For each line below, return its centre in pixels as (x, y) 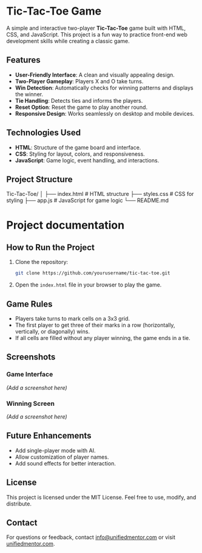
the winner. (29, 94)
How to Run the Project (51, 247)
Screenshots (31, 357)
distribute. (19, 504)
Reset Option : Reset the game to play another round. (81, 107)
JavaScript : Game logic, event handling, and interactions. (87, 160)
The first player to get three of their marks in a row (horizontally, (95, 325)
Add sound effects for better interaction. (66, 463)
